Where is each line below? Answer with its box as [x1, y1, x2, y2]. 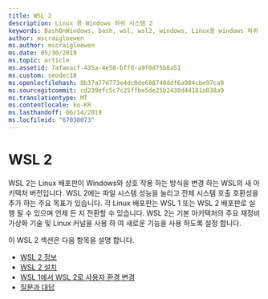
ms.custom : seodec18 [8, 71, 78, 79]
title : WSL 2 [8, 11, 52, 20]
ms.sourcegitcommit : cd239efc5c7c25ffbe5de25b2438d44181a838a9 [8, 86, 225, 95]
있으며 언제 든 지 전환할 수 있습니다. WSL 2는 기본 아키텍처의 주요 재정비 [33, 208, 261, 217]
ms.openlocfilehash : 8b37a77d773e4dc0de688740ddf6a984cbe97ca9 [8, 79, 225, 87]
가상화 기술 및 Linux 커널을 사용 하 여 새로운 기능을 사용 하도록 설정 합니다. [8, 218, 242, 228]
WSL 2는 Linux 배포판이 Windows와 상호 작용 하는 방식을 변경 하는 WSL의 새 [8, 178, 252, 188]
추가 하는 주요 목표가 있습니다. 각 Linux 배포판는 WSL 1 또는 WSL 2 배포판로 [8, 198, 247, 208]
